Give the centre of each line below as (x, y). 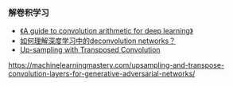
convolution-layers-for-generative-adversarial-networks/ (102, 74)
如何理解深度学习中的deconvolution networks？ (98, 41)
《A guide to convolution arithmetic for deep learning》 (106, 31)
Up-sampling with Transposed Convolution (90, 50)
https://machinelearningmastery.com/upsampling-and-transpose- (116, 65)
